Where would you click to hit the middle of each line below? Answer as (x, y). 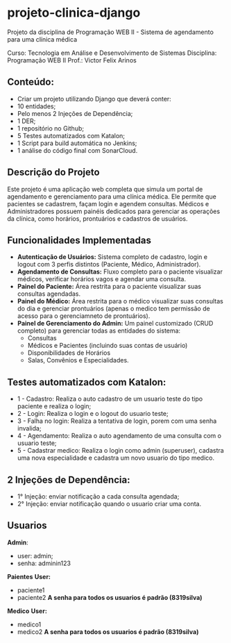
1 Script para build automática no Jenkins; (77, 143)
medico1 (29, 624)
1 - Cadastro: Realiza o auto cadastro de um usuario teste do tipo (110, 399)
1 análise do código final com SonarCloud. (77, 150)
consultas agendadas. (49, 294)
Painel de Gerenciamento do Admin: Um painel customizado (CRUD (115, 324)
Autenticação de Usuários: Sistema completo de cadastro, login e (112, 257)
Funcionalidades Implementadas (79, 240)
